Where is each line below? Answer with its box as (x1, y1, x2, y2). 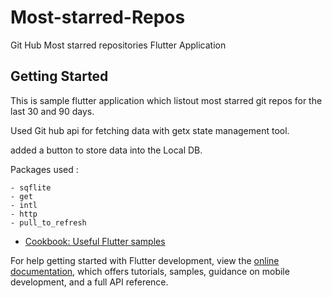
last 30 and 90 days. (10, 105, 95, 117)
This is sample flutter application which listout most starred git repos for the (10, 94, 323, 106)
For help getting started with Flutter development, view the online (10, 254, 280, 266)
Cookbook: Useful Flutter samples (24, 235, 166, 247)
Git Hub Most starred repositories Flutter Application (10, 39, 227, 51)
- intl (10, 200, 38, 210)
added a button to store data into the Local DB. (10, 144, 203, 156)
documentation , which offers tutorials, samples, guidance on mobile (10, 265, 290, 277)
